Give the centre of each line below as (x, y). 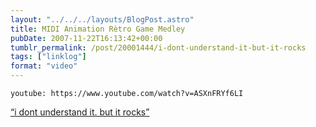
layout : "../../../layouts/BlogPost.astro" (102, 19)
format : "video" (44, 66)
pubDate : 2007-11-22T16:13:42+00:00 (86, 38)
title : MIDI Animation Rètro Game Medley (98, 29)
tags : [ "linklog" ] (48, 57)
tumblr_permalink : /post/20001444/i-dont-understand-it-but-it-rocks (158, 47)
